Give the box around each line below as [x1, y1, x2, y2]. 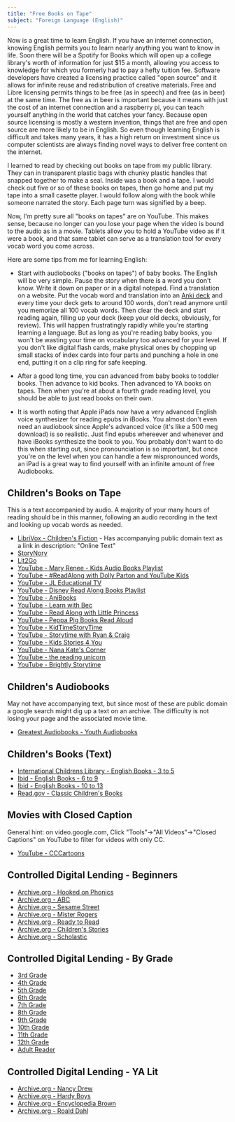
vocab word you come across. [7, 241, 94, 250]
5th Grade [17, 986, 47, 995]
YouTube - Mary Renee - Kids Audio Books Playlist [17, 564, 163, 573]
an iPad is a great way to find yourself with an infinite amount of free [17, 459, 215, 468]
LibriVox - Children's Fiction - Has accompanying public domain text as [17, 534, 223, 542]
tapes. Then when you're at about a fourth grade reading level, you [17, 386, 211, 395]
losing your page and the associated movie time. [7, 715, 148, 723]
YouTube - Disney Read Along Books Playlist [17, 586, 145, 595]
